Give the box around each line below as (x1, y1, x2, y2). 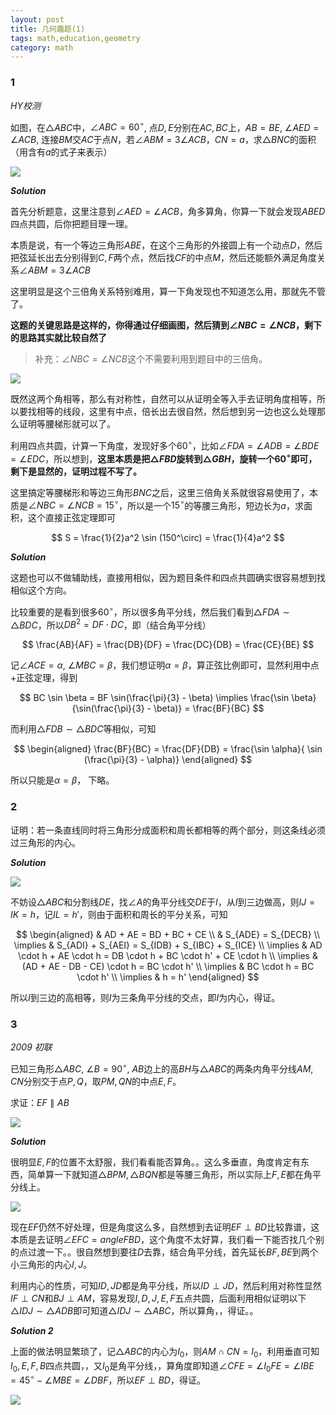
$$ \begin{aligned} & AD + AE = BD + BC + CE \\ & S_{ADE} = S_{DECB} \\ (15, 928, 321, 940)
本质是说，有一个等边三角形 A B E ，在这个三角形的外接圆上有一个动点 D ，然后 (10, 239, 323, 251)
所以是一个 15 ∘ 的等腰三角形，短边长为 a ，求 (127, 497, 304, 511)
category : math (10, 42, 74, 53)
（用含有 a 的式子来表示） (10, 146, 113, 158)
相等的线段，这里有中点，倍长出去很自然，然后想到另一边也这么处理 (36, 406, 317, 418)
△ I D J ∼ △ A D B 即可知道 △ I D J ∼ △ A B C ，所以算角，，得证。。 (10, 1304, 259, 1316)
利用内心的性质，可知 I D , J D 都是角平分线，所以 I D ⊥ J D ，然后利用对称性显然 (10, 1279, 322, 1291)
